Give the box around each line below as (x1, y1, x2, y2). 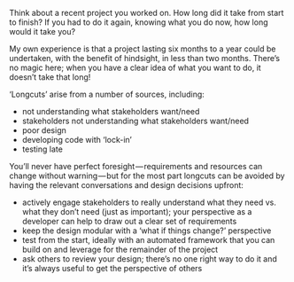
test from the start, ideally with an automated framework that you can (21, 235, 275, 245)
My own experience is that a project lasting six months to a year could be (9, 43, 276, 54)
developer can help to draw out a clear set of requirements (21, 216, 237, 226)
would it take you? (9, 27, 76, 36)
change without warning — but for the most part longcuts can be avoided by (9, 170, 285, 181)
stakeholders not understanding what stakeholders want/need (21, 115, 250, 126)
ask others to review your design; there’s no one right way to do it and (21, 254, 277, 264)
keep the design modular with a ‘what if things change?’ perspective (21, 225, 272, 236)
